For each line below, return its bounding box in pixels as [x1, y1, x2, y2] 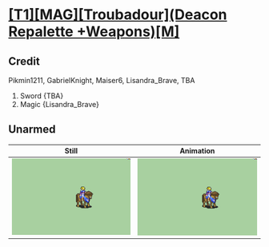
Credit [8, 54, 40, 68]
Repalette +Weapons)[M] [8, 22, 180, 41]
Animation [179, 146, 215, 156]
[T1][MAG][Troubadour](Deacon [8, 6, 227, 24]
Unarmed [8, 122, 56, 137]
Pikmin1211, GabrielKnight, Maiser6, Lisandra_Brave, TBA [8, 76, 195, 85]
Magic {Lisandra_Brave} [19, 100, 100, 109]
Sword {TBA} [19, 91, 64, 101]
